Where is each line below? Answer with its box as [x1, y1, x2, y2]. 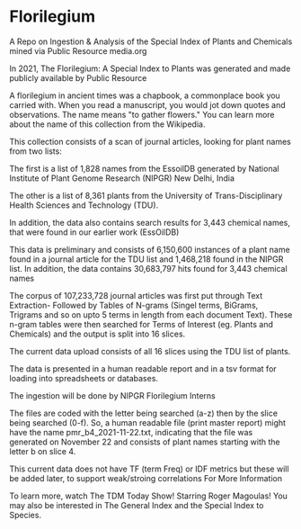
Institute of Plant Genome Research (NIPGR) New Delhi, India [9, 173, 235, 184]
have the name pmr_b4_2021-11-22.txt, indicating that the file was [9, 426, 253, 437]
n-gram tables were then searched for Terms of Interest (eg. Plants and [9, 318, 274, 329]
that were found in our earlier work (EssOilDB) [9, 227, 180, 238]
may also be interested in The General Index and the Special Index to [9, 499, 264, 510]
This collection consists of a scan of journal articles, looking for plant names [9, 136, 292, 147]
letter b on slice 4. [9, 445, 76, 456]
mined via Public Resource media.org [9, 45, 147, 56]
